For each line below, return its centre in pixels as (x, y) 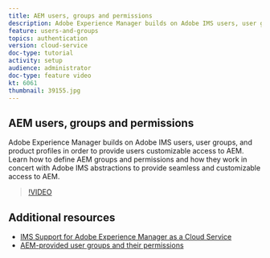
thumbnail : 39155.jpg (45, 90)
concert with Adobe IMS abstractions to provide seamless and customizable (135, 168)
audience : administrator (50, 68)
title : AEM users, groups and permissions (80, 16)
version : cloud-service (48, 46)
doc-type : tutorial (41, 53)
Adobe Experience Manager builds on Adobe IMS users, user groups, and (131, 142)
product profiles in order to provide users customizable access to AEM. (126, 151)
